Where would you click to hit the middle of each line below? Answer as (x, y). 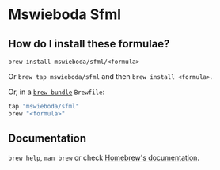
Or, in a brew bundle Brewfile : (57, 92)
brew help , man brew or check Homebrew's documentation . (104, 157)
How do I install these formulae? (89, 44)
